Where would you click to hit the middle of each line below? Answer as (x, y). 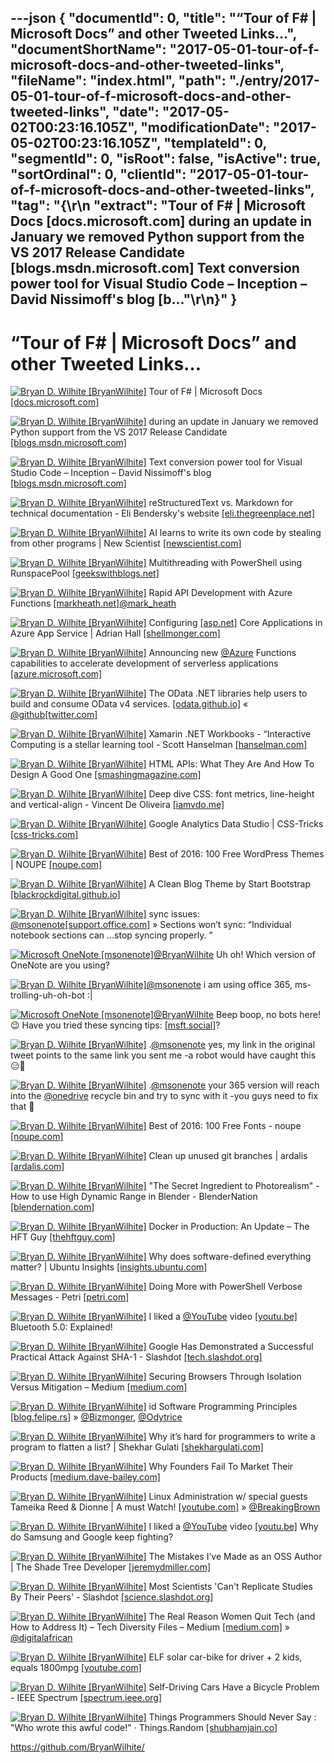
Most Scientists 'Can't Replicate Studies (230, 1587)
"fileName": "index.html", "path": (118, 81)
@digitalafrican (41, 1638)
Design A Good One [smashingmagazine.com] (106, 775)
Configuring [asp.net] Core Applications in (235, 623)
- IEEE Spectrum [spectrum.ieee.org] (86, 1698)
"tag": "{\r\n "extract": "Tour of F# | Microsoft (158, 206)
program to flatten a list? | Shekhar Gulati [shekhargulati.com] (137, 1447)
